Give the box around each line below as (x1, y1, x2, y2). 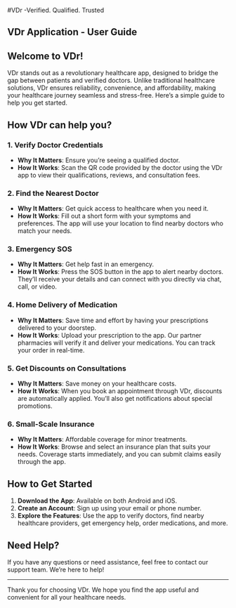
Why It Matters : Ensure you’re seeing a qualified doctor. (17, 156, 181, 164)
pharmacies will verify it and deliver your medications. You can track (17, 338, 216, 347)
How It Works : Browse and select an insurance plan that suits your (17, 442, 211, 451)
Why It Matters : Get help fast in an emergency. (17, 260, 155, 269)
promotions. (17, 402, 53, 410)
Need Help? (7, 539, 60, 551)
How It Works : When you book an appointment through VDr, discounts (17, 387, 223, 395)
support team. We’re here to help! (7, 565, 105, 574)
